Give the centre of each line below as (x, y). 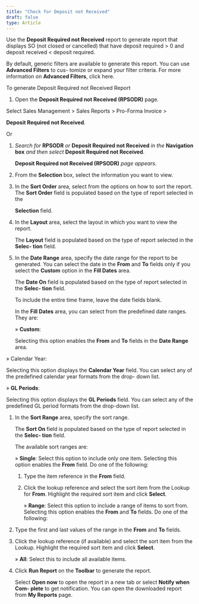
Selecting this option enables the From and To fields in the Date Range (101, 341)
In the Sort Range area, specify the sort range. (72, 418)
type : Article (24, 23)
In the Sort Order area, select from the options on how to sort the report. (104, 187)
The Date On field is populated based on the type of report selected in (101, 282)
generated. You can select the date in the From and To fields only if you (102, 264)
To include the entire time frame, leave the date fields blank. (88, 300)
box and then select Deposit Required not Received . (80, 152)
